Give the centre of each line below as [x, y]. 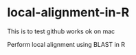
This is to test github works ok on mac [61, 31]
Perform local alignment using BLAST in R [66, 44]
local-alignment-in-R [68, 13]
